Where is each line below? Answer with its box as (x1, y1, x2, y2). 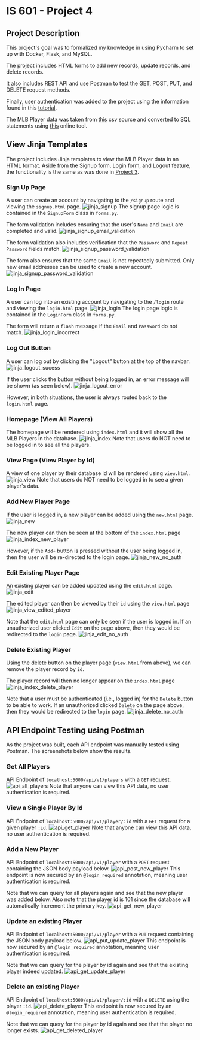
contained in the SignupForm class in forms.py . (6, 210, 119, 217)
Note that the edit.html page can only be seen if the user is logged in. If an (6, 618, 192, 625)
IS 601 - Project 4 (6, 4, 93, 18)
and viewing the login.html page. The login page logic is (6, 304, 178, 312)
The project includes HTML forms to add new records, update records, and (6, 62, 191, 69)
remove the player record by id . (6, 666, 85, 673)
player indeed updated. (6, 968, 64, 975)
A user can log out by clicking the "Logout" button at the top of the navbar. (6, 358, 190, 365)
